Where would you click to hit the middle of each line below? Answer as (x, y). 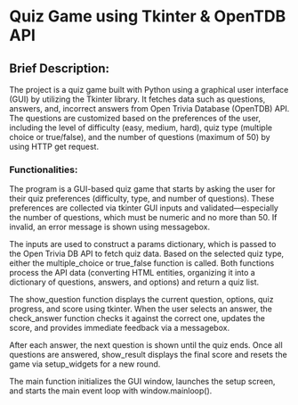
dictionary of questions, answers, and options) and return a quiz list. (134, 282)
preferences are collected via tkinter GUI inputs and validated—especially (144, 208)
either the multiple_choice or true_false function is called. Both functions (142, 263)
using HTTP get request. (54, 146)
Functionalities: (44, 169)
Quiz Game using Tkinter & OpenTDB (148, 17)
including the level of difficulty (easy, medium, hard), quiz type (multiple (141, 128)
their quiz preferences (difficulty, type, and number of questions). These (142, 199)
